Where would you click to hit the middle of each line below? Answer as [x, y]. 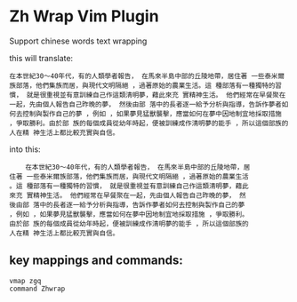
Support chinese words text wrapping [78, 41]
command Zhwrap [37, 289]
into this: [25, 149]
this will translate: [41, 58]
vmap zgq [25, 281]
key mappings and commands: [96, 261]
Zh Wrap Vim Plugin [84, 16]
